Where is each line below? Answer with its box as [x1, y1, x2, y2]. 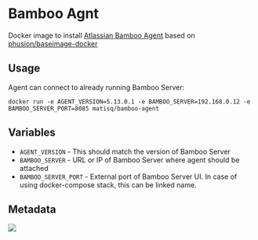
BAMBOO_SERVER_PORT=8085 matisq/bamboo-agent [8, 104, 159, 112]
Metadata [8, 202, 56, 216]
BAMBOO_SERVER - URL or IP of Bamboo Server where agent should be [19, 155, 240, 165]
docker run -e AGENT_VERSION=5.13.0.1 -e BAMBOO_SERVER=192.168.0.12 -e [8, 97, 251, 106]
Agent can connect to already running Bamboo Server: [8, 82, 185, 92]
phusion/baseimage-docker [8, 38, 98, 48]
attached [19, 163, 49, 173]
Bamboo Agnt [8, 5, 100, 23]
